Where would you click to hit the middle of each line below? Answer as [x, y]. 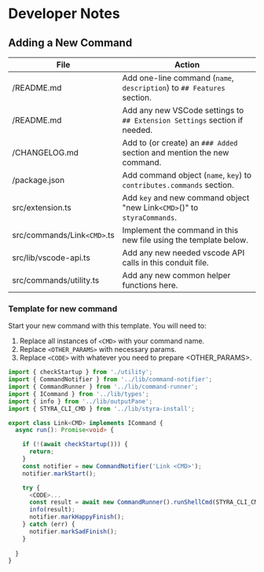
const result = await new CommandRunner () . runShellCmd [121, 502]
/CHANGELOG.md [45, 152]
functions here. [150, 285]
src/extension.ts [42, 207]
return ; [42, 452]
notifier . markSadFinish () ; [73, 531]
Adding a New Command [70, 43]
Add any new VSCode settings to [183, 110]
